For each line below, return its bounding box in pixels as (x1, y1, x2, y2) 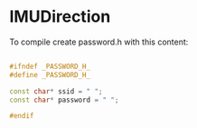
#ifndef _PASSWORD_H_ (9, 62, 91, 71)
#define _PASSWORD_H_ (9, 70, 91, 79)
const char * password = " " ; (9, 95, 119, 104)
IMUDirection (9, 6, 111, 27)
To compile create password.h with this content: (9, 36, 189, 47)
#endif (9, 112, 34, 121)
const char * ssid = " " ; (9, 86, 103, 96)
